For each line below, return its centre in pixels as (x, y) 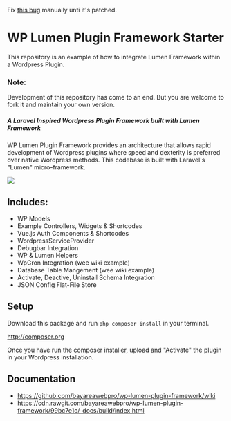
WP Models (34, 219)
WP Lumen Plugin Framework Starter (116, 38)
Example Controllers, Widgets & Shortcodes (80, 226)
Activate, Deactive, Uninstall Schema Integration (86, 278)
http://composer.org (36, 336)
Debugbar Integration (48, 248)
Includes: (28, 202)
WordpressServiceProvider (56, 241)
